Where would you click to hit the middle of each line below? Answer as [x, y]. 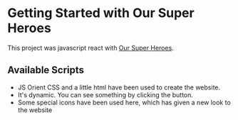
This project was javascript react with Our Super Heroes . [91, 48]
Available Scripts [46, 70]
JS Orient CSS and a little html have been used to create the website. [119, 87]
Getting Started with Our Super [101, 13]
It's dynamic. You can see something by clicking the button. [105, 94]
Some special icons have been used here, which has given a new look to [124, 102]
